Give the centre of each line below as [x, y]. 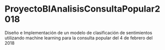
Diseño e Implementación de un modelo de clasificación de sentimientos [79, 33]
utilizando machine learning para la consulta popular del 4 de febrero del [79, 38]
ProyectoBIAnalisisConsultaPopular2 [82, 9]
